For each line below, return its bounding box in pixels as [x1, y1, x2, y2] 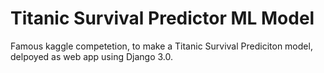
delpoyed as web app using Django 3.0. [10, 50, 174, 62]
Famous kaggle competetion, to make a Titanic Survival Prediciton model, [10, 40, 313, 52]
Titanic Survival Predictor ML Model [10, 7, 315, 30]
